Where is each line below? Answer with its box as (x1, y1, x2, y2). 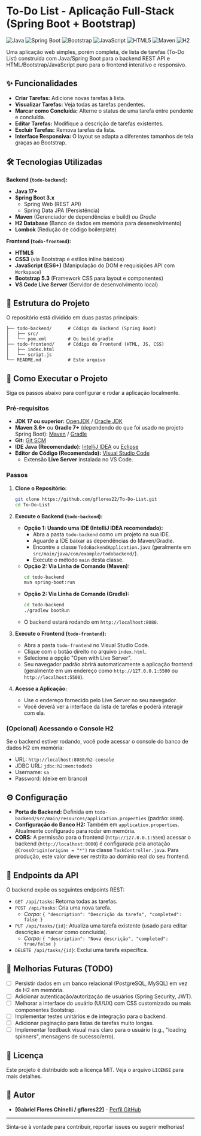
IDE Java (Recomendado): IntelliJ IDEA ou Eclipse (14, 443, 139, 451)
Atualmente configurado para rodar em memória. (14, 827, 136, 835)
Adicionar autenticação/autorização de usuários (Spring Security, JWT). (14, 993, 193, 1000)
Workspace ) (14, 268, 42, 275)
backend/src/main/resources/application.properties (14, 816, 147, 822)
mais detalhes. (6, 1072, 42, 1080)
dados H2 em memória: (6, 744, 64, 751)
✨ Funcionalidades (6, 78, 78, 89)
